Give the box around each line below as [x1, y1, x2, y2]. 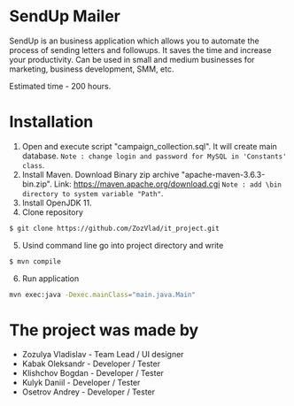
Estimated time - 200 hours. [9, 80, 112, 91]
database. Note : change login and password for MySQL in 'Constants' [21, 150, 287, 161]
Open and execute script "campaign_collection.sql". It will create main [21, 141, 277, 151]
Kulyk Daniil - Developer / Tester [21, 378, 141, 388]
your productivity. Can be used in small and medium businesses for [9, 54, 255, 65]
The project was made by [9, 320, 199, 340]
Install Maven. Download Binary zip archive [21, 169, 180, 180]
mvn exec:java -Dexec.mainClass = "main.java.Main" [9, 290, 197, 299]
